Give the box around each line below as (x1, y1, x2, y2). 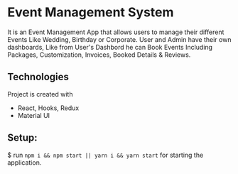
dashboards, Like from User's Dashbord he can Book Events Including (7, 43, 213, 51)
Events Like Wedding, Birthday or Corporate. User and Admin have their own (7, 35, 232, 43)
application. (7, 158, 42, 167)
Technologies (7, 71, 70, 83)
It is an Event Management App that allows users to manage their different (7, 28, 225, 36)
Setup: (7, 132, 38, 144)
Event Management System (7, 4, 174, 21)
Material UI (17, 111, 50, 119)
